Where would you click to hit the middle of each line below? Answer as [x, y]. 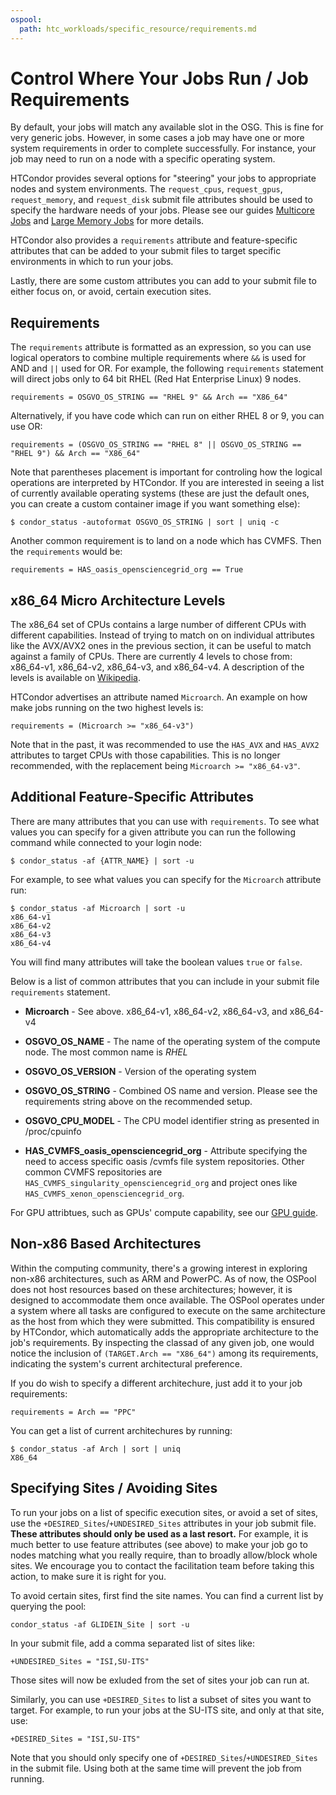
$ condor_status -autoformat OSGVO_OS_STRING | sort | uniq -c [145, 522]
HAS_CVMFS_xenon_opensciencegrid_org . [104, 1193]
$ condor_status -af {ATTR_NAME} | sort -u [102, 861]
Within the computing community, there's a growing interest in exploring [159, 1268]
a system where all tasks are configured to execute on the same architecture [168, 1310]
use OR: [26, 427]
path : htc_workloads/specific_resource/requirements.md [138, 29]
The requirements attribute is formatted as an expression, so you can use [161, 347]
